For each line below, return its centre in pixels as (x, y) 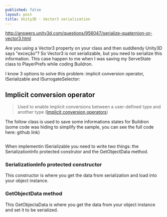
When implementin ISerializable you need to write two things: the (72, 146)
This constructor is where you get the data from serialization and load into (81, 176)
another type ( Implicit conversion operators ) (63, 112)
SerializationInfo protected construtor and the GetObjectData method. (77, 152)
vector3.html (18, 38)
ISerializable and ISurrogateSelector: (43, 79)
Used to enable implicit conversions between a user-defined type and (89, 107)
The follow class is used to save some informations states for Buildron (77, 122)
